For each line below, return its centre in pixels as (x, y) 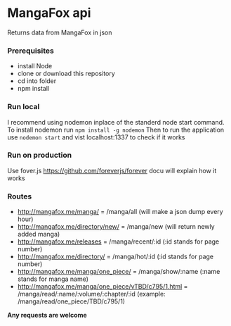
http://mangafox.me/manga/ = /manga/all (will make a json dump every (120, 212)
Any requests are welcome (47, 315)
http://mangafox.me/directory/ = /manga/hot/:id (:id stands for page (115, 257)
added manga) (39, 234)
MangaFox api (49, 13)
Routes (20, 196)
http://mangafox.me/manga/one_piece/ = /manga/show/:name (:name (119, 272)
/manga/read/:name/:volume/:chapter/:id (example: (92, 294)
